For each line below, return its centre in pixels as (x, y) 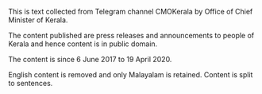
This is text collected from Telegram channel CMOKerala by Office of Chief (131, 12)
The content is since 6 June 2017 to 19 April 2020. (90, 59)
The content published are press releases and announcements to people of (131, 35)
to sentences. (31, 83)
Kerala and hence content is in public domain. (83, 44)
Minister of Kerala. (38, 20)
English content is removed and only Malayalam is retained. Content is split (131, 74)
